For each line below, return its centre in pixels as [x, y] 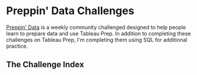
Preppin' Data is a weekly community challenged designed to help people [96, 27]
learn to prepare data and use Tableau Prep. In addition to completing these [99, 33]
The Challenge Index [45, 65]
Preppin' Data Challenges [70, 11]
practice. [17, 46]
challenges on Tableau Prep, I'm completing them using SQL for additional [97, 40]
